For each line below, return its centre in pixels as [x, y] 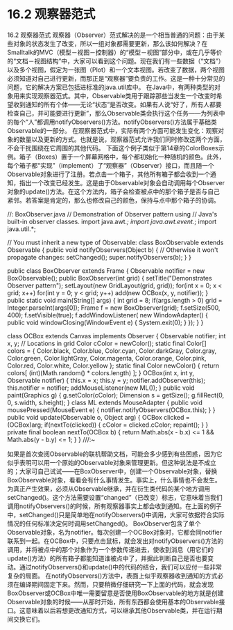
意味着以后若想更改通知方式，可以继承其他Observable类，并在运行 [121, 611]
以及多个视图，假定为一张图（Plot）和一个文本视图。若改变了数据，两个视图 [116, 70]
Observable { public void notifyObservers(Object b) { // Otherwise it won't [113, 250]
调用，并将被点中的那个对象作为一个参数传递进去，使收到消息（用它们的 [110, 549]
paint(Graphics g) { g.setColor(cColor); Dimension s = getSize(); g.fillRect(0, [115, 395]
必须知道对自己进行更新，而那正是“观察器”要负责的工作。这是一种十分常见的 [116, 78]
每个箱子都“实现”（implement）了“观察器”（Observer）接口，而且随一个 [111, 165]
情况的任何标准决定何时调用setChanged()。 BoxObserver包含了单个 [104, 523]
